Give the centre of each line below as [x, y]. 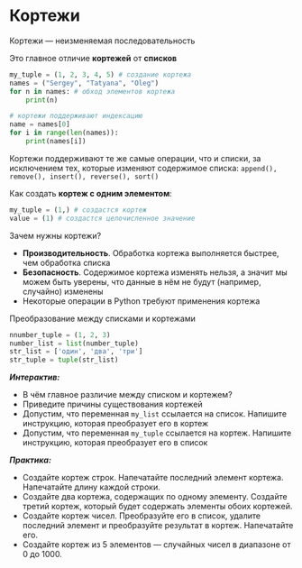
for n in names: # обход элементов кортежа [92, 91]
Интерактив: [35, 377]
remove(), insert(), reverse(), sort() [84, 177]
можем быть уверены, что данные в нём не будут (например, [142, 281]
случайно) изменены [63, 291]
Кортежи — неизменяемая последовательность [102, 41]
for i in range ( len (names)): [64, 133]
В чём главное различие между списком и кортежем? [127, 395]
